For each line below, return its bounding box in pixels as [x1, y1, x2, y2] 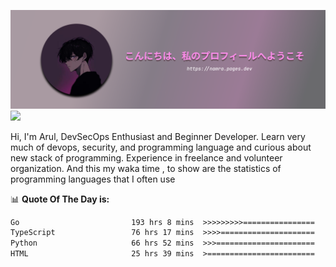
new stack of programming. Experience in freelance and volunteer [10, 151, 283, 164]
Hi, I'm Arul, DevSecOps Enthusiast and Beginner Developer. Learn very [10, 130, 306, 142]
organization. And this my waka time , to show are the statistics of [10, 162, 282, 174]
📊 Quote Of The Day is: [10, 193, 110, 205]
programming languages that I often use [10, 173, 176, 185]
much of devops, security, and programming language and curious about [10, 141, 312, 153]
